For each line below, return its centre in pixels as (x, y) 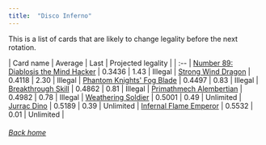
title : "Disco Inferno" (50, 16)
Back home (27, 133)
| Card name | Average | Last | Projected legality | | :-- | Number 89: (121, 63)
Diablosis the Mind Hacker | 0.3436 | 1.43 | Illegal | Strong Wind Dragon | (129, 71)
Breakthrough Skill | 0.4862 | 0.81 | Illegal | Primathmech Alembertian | (125, 89)
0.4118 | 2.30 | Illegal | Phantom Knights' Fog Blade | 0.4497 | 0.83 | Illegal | (133, 80)
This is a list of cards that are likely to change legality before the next (123, 39)
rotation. (22, 47)
